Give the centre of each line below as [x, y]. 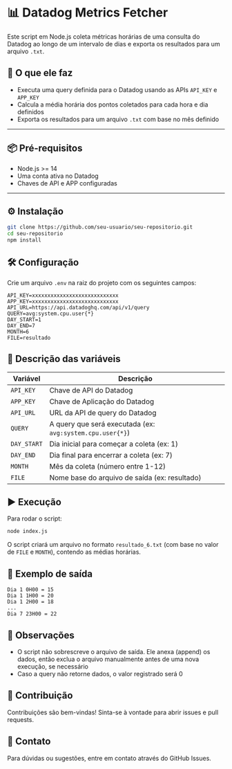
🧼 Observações [41, 635]
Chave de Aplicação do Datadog [102, 401]
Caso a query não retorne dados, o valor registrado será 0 [100, 673]
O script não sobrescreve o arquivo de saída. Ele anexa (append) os [114, 651]
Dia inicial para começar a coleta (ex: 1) [114, 444]
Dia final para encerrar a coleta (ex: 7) [111, 455]
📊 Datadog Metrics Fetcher [88, 13]
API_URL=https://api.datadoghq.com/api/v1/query [78, 307]
